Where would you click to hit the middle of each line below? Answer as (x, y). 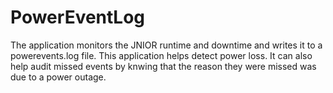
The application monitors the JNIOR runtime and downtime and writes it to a (166, 45)
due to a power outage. (58, 77)
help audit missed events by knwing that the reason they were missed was (163, 66)
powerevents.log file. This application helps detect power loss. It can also (161, 55)
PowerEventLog (78, 17)
